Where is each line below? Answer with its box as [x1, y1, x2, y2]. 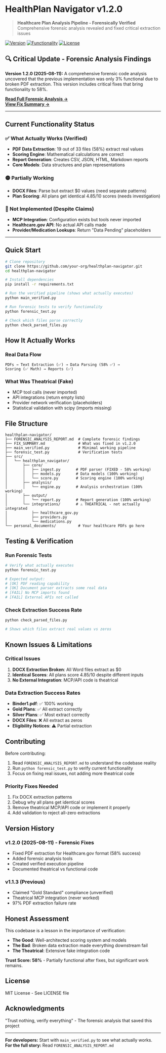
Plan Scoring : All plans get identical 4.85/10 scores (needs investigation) [12, 193, 161, 199]
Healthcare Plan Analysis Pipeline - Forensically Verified [17, 20, 136, 26]
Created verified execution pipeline [12, 861, 84, 866]
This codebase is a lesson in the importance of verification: [5, 928, 126, 934]
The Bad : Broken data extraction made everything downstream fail [12, 943, 148, 949]
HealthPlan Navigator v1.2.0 [5, 3, 123, 15]
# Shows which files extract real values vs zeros [5, 627, 112, 632]
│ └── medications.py [5, 519, 72, 524]
